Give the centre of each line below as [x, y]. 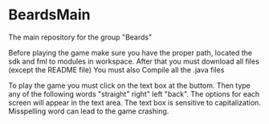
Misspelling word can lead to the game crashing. [89, 111]
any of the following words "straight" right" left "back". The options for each [134, 93]
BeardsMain [49, 15]
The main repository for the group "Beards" [80, 37]
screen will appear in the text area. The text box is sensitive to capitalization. [134, 102]
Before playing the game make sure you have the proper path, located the [130, 52]
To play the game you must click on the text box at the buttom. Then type [130, 85]
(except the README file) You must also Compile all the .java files [116, 69]
